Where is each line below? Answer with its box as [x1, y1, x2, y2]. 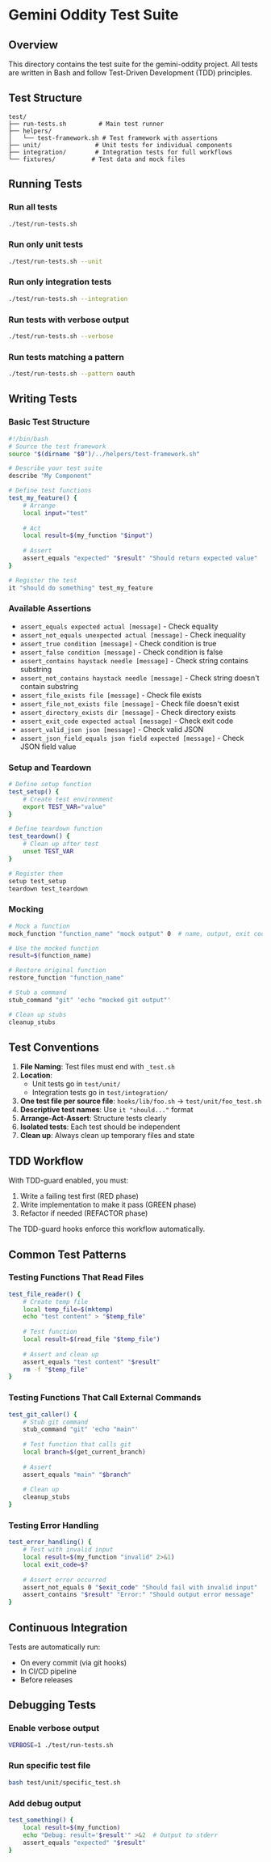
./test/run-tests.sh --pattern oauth [8, 370, 135, 378]
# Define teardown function [8, 825, 103, 833]
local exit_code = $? [23, 1560, 89, 1568]
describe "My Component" [8, 472, 92, 480]
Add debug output [8, 1797, 81, 1809]
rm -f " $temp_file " [23, 1365, 89, 1373]
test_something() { [8, 1816, 74, 1825]
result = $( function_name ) [8, 952, 92, 960]
